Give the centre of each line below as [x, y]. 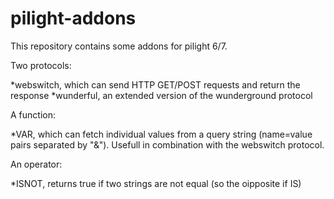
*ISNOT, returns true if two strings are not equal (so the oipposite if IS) [156, 183]
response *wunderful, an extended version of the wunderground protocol [161, 95]
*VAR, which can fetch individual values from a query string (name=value [161, 134]
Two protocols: [41, 65]
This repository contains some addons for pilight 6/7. [119, 46]
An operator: [36, 164]
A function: [33, 114]
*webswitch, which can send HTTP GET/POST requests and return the [155, 84]
